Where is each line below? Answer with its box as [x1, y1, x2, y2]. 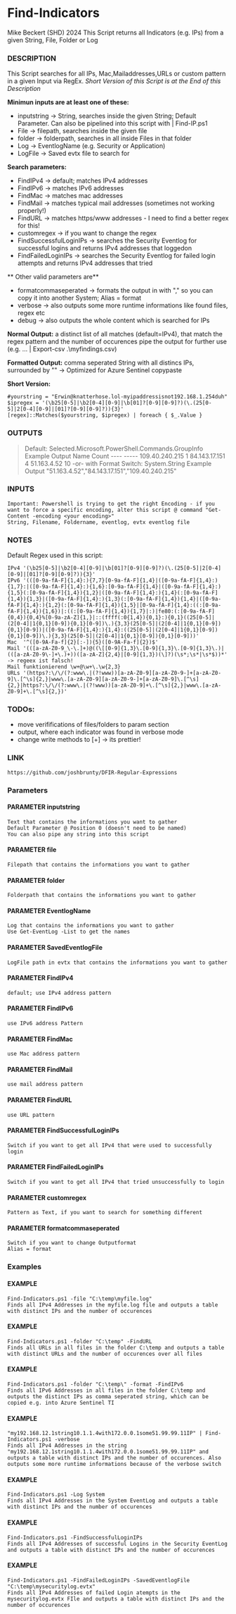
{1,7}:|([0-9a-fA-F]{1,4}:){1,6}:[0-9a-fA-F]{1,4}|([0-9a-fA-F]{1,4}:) [7, 583, 221, 590]
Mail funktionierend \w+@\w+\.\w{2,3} [7, 664, 121, 671]
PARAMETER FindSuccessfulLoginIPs [7, 1126, 119, 1135]
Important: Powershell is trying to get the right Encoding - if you [7, 500, 216, 507]
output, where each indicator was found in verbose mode [17, 728, 184, 736]
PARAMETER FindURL [7, 1096, 72, 1104]
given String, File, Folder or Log [7, 35, 98, 44]
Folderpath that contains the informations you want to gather [7, 892, 197, 899]
